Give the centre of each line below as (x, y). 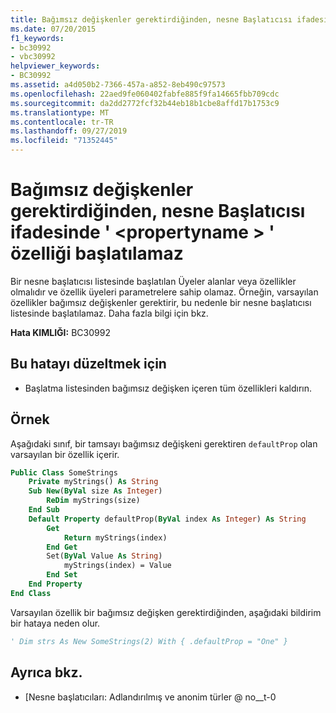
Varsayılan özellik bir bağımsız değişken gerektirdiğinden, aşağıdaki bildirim (166, 612)
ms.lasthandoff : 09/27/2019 (69, 131)
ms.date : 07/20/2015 (53, 29)
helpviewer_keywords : (55, 66)
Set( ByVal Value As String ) (104, 556)
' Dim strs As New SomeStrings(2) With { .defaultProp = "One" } (149, 641)
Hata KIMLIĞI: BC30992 (60, 332)
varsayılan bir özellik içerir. (65, 454)
